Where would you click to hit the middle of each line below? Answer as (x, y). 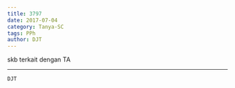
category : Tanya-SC (36, 27)
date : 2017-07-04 (33, 20)
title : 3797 (24, 14)
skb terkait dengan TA (39, 59)
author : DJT (24, 40)
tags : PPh (22, 33)
